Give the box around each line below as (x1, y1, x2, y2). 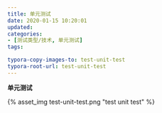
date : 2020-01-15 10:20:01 (7, 17, 87, 24)
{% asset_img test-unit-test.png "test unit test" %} (7, 97, 155, 106)
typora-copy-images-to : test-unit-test (7, 56, 126, 64)
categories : (7, 30, 43, 38)
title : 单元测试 (7, 10, 51, 18)
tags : (7, 43, 23, 50)
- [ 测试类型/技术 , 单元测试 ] (7, 37, 83, 44)
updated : (7, 23, 33, 31)
